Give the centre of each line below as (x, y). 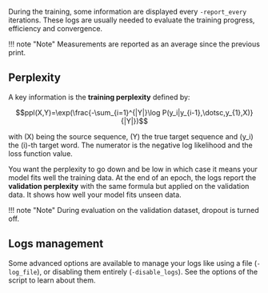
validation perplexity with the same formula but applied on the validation (129, 186)
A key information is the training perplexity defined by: (99, 97)
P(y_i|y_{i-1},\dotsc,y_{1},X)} (208, 112)
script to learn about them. (52, 280)
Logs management (56, 244)
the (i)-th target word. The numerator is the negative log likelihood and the (131, 145)
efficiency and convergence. (55, 28)
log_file (23, 272)
